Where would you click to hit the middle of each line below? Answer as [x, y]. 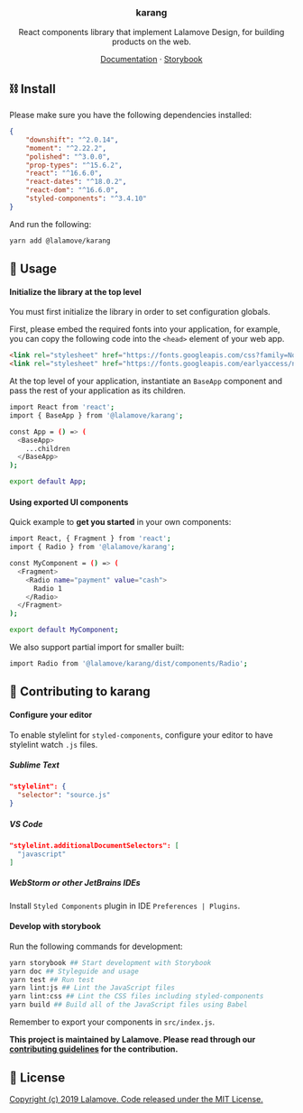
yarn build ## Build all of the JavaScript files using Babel [129, 1005]
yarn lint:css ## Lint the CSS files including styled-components [137, 997]
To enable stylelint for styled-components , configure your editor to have [141, 735]
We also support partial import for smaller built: [97, 648]
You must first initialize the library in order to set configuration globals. [140, 312]
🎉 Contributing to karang [80, 692]
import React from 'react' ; [62, 408]
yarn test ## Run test [52, 980]
